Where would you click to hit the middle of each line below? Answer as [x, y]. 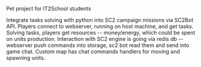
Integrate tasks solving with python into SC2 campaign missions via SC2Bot [100, 20]
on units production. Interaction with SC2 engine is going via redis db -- [95, 39]
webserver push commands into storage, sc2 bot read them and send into [98, 45]
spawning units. [26, 58]
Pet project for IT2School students [49, 9]
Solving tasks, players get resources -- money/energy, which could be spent [101, 33]
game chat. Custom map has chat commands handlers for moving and [93, 52]
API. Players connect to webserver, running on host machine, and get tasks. [100, 26]
